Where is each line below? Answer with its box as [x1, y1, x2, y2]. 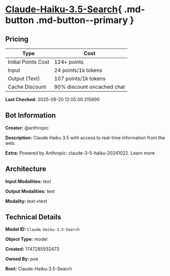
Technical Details [5, 213, 62, 221]
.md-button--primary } [36, 14, 134, 26]
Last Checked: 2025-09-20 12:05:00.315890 [5, 96, 100, 103]
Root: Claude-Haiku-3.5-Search [5, 266, 72, 272]
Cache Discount [8, 83, 46, 90]
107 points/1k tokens [54, 75, 106, 82]
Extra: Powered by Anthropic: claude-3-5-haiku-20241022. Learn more [5, 149, 155, 156]
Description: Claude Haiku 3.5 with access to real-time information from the [5, 134, 165, 141]
